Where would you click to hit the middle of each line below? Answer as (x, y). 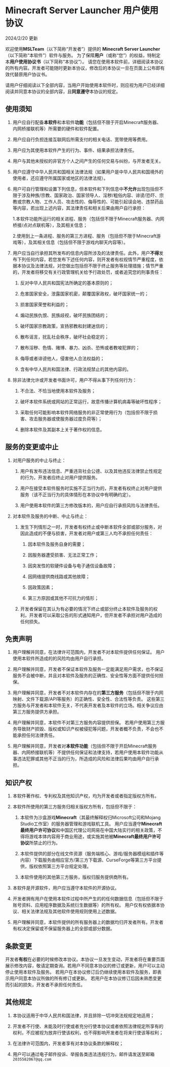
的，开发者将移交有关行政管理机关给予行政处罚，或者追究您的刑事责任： (88, 272)
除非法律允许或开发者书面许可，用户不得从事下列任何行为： (75, 380)
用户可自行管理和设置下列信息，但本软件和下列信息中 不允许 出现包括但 (86, 189)
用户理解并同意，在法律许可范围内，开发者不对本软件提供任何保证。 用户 (89, 652)
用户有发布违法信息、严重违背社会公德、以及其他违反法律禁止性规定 (91, 471)
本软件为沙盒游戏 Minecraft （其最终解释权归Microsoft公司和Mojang (90, 818)
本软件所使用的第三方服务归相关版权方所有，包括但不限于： (75, 807)
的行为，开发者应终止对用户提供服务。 (60, 477)
